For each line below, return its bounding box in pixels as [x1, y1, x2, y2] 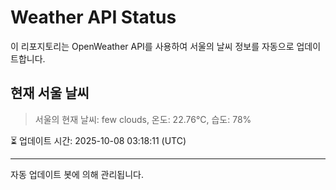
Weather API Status [10, 6, 177, 29]
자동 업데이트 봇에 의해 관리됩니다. [10, 168, 144, 180]
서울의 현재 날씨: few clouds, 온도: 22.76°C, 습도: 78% [34, 113, 252, 125]
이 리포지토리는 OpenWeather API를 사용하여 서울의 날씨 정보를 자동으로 [10, 40, 295, 52]
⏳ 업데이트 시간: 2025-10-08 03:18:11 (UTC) [10, 134, 187, 146]
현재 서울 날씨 [10, 85, 90, 102]
